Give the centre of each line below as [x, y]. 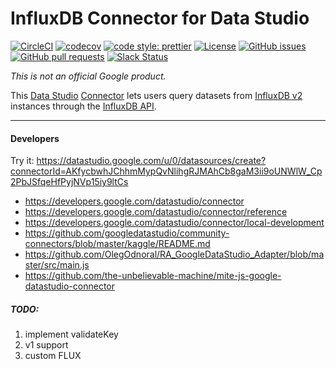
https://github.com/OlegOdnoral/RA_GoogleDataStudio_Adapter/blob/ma [174, 254]
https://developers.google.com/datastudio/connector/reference [156, 212]
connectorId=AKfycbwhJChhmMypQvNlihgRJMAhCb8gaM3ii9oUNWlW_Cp [166, 171]
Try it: [22, 161]
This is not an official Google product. [88, 76]
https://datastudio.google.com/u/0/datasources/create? [151, 161]
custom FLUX [53, 356]
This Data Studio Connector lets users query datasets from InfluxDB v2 [156, 95]
